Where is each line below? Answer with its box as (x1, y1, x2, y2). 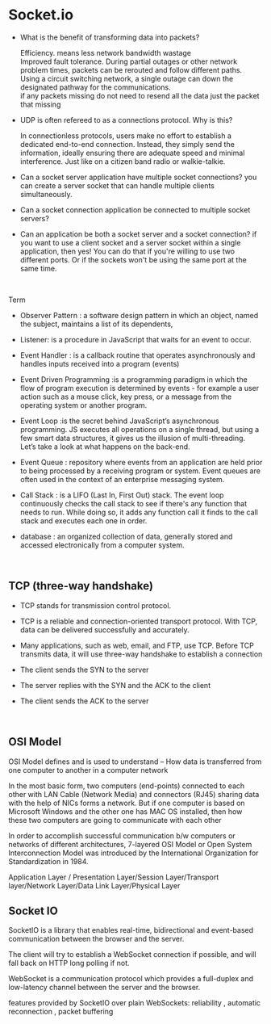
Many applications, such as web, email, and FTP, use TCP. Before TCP (19, 640, 254, 650)
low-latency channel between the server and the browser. (8, 983, 201, 993)
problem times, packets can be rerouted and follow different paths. (19, 65, 243, 74)
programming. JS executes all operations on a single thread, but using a (19, 424, 260, 434)
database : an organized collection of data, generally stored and (19, 531, 233, 541)
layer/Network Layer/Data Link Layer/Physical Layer (8, 880, 181, 890)
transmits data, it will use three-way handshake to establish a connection (19, 648, 263, 659)
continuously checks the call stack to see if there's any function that (19, 498, 248, 508)
